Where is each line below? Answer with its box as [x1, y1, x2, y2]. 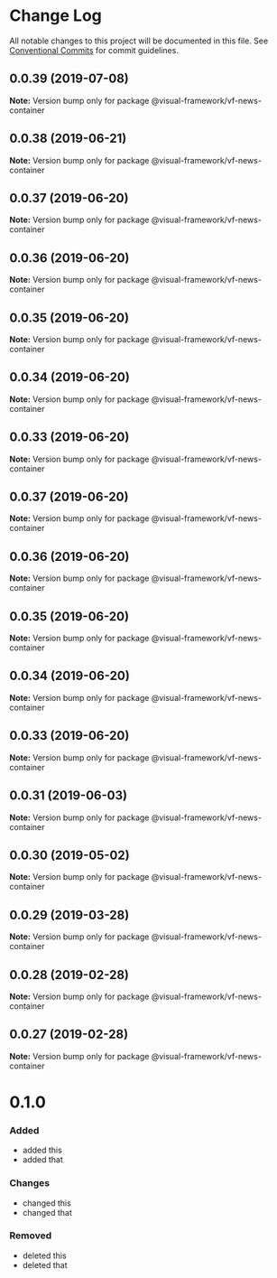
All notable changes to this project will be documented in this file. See [9, 35, 269, 46]
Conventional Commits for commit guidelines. [9, 44, 179, 55]
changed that [22, 1207, 72, 1217]
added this [22, 1144, 63, 1156]
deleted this [22, 1250, 67, 1261]
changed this [22, 1198, 72, 1208]
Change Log [9, 5, 102, 26]
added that [22, 1154, 63, 1165]
